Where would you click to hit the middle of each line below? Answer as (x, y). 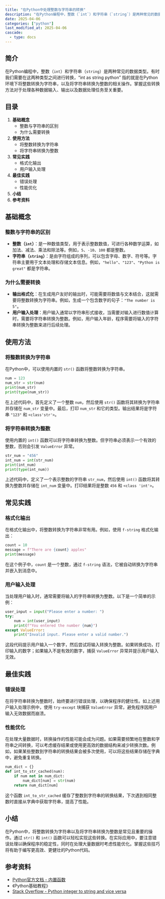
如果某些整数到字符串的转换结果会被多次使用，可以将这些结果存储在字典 (87, 751)
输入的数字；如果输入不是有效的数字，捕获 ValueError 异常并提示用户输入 (84, 651)
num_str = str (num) (25, 383)
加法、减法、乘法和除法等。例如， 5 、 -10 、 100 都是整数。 (70, 250)
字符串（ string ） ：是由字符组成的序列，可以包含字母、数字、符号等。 (82, 256)
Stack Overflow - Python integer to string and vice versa (69, 892)
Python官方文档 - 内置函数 (39, 880)
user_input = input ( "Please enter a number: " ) (55, 612)
